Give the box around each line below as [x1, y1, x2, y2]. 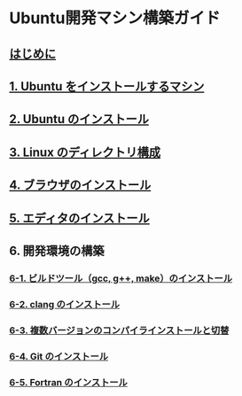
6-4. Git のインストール [9, 350, 109, 362]
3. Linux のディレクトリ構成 [9, 144, 161, 159]
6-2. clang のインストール [9, 298, 121, 310]
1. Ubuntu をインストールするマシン [9, 79, 205, 94]
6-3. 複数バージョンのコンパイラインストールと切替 [9, 324, 230, 337]
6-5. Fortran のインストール [9, 376, 129, 388]
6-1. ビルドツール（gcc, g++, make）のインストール [9, 272, 233, 284]
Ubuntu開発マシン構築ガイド [9, 8, 221, 28]
